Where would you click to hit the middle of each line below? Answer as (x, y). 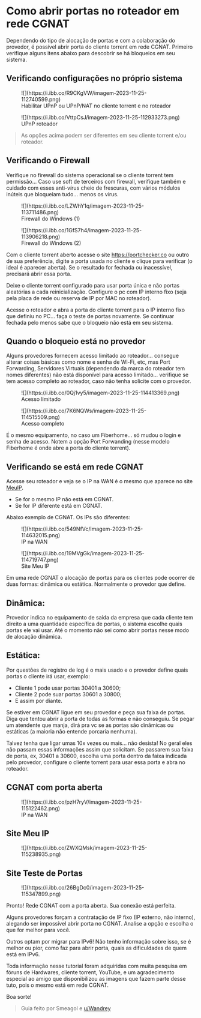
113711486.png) (40, 212)
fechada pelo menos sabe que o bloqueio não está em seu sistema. (90, 322)
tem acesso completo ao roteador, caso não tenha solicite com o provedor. (99, 381)
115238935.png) (41, 854)
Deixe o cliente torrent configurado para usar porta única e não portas (93, 285)
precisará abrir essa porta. (39, 274)
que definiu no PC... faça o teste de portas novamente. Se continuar (90, 316)
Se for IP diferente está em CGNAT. (58, 506)
